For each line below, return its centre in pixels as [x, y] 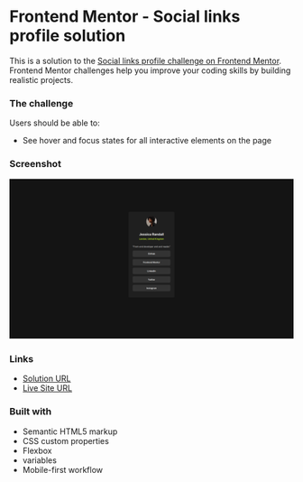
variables [39, 460]
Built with [31, 412]
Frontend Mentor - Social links [125, 17]
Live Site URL [47, 388]
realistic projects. [41, 79]
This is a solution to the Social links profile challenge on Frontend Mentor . [146, 60]
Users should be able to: [55, 123]
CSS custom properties [66, 440]
